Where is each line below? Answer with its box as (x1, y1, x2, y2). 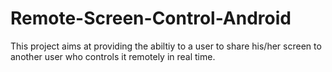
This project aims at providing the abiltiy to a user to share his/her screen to (10, 40, 322, 52)
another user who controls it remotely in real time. (10, 50, 216, 62)
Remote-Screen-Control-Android (10, 7, 292, 30)
